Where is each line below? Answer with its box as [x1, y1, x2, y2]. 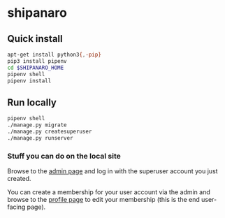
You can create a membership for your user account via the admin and [7, 187, 211, 196]
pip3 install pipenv [7, 57, 68, 64]
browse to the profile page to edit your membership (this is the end [7, 195, 201, 203]
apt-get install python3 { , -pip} [7, 51, 101, 58]
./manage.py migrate [7, 122, 68, 129]
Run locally [7, 96, 57, 108]
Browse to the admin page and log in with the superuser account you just [7, 166, 218, 175]
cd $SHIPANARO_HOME [7, 64, 64, 71]
